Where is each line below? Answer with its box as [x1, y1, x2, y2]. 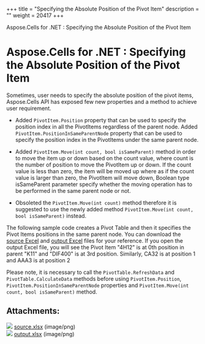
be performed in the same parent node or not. [15, 187, 132, 194]
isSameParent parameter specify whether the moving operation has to [15, 181, 193, 188]
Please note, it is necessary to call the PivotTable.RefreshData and [6, 268, 174, 276]
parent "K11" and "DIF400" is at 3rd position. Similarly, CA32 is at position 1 [6, 250, 196, 257]
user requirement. [6, 104, 51, 112]
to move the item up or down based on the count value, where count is [15, 154, 194, 162]
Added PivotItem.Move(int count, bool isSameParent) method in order [15, 147, 196, 155]
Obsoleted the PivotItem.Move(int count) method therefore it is [15, 199, 177, 206]
